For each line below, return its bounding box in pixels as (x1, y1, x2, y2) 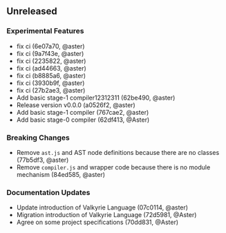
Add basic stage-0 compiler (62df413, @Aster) (16, 115, 150, 124)
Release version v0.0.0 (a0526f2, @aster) (16, 100, 135, 109)
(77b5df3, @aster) (16, 156, 69, 164)
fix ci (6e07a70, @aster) (16, 41, 85, 50)
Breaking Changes (6, 133, 70, 142)
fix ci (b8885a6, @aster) (16, 71, 86, 80)
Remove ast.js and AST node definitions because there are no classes (16, 148, 220, 156)
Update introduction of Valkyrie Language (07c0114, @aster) (16, 203, 188, 212)
